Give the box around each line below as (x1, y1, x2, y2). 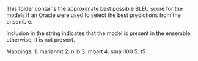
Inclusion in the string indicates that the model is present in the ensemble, (6, 30, 193, 37)
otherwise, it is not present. (6, 36, 75, 43)
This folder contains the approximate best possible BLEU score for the (6, 5, 183, 12)
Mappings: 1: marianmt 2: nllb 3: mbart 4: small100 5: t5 (6, 48, 146, 55)
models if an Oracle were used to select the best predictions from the (6, 11, 182, 19)
